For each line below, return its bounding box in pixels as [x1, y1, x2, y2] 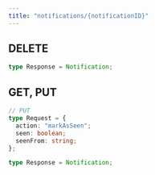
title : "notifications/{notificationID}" [8, 11, 149, 20]
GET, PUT [8, 85, 58, 99]
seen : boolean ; [15, 129, 67, 137]
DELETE [8, 42, 49, 56]
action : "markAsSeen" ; [15, 122, 92, 130]
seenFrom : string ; [15, 136, 78, 145]
